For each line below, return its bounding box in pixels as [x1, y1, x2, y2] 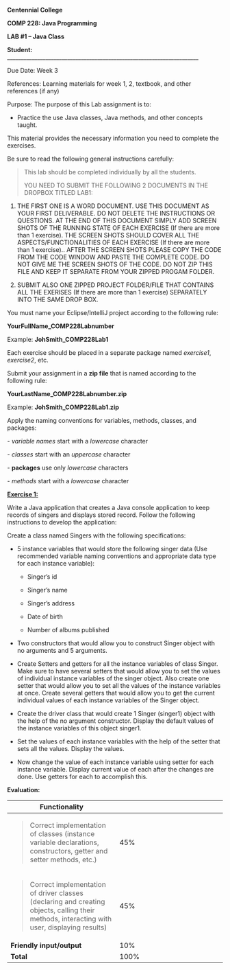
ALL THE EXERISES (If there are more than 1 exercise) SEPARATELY [16, 288, 207, 296]
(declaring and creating [29, 897, 105, 906]
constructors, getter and [29, 846, 108, 855]
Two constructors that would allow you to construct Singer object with [16, 639, 216, 647]
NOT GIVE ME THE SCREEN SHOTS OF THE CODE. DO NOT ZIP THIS [16, 260, 214, 268]
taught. [16, 121, 38, 129]
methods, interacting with [29, 914, 112, 923]
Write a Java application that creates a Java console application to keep [7, 504, 210, 511]
